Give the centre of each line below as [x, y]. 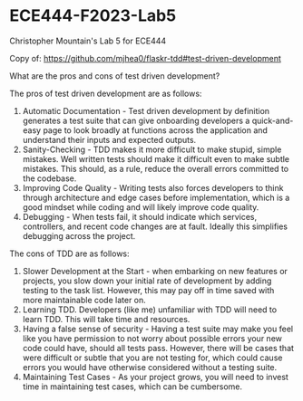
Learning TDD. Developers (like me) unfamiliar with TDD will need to [150, 310]
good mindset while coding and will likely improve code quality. [141, 207]
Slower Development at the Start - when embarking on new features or [155, 271]
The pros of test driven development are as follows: [106, 93]
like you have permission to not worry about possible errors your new [152, 338]
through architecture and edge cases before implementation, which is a [156, 197]
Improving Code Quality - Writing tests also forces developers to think [153, 187]
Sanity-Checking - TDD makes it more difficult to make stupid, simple [152, 149]
